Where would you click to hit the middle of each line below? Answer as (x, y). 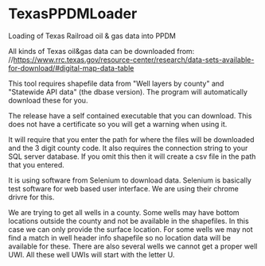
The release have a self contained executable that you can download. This (130, 115)
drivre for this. (31, 197)
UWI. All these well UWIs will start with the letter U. (92, 254)
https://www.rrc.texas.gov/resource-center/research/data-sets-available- (134, 60)
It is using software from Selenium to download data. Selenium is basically (130, 180)
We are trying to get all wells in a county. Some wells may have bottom (124, 212)
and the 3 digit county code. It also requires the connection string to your (128, 148)
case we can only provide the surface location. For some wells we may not (131, 229)
